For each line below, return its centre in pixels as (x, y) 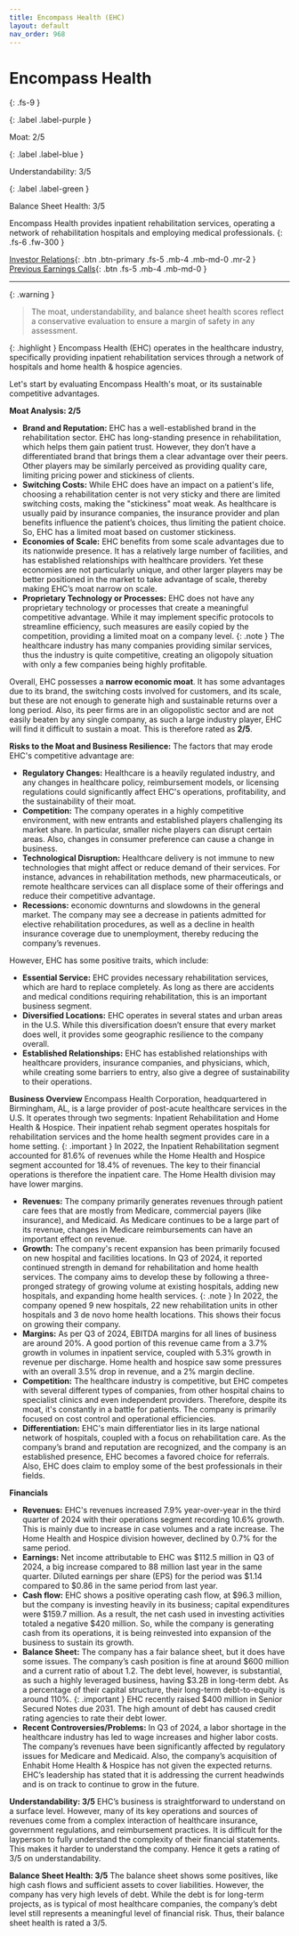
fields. (33, 1476)
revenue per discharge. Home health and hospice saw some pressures (152, 1362)
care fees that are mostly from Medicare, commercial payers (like (142, 1211)
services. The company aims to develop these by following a (133, 1277)
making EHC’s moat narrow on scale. (89, 589)
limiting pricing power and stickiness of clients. (108, 475)
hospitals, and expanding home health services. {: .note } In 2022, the (150, 1296)
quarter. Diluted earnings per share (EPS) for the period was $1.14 (142, 1576)
